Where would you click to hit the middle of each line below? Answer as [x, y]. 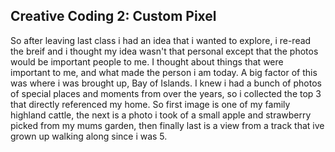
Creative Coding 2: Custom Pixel [113, 16]
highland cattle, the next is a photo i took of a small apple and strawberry [161, 115]
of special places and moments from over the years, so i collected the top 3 [166, 93]
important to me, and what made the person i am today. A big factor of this [164, 72]
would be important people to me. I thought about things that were [147, 61]
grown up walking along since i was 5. [89, 136]
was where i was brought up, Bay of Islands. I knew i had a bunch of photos [166, 83]
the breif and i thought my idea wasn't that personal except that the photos [164, 51]
